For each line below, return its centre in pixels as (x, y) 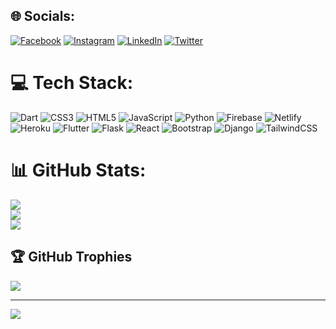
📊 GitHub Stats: (78, 170)
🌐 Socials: (43, 16)
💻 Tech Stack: (72, 83)
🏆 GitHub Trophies (71, 257)
